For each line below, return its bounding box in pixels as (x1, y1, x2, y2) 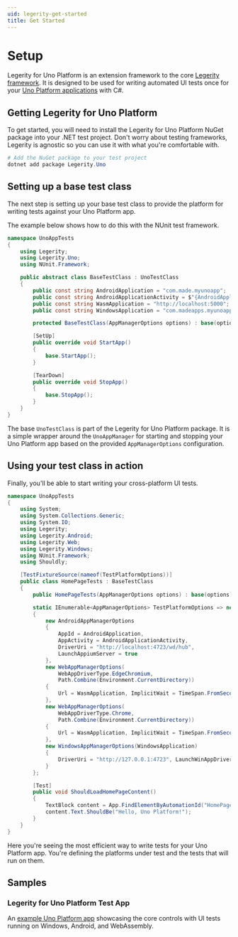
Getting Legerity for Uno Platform (7, 107, 158, 119)
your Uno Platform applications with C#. (7, 86, 124, 94)
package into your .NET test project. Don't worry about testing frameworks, (7, 133, 228, 142)
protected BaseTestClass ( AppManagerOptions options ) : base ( (33, 320, 217, 327)
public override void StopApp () (33, 378, 129, 386)
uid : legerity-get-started (7, 10, 87, 18)
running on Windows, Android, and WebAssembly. (7, 921, 154, 931)
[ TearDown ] (33, 372, 65, 379)
